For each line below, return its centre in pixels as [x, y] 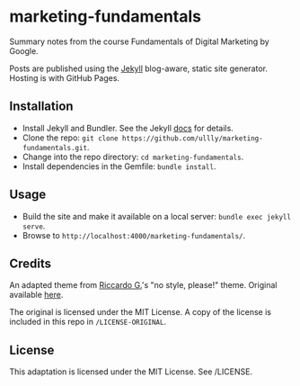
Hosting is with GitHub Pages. [64, 77]
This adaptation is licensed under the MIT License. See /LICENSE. [131, 372]
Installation [41, 107]
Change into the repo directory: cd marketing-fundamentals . [133, 157]
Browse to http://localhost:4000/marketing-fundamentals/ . [134, 235]
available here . [36, 295]
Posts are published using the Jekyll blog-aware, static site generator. [138, 68]
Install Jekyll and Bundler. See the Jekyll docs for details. [128, 128]
